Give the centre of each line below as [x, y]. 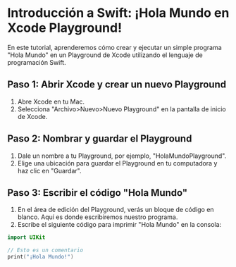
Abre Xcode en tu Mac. [51, 101]
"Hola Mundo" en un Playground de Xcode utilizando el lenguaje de [105, 55]
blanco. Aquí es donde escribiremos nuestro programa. [98, 217]
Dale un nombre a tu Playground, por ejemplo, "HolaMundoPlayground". [122, 156]
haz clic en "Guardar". [49, 170]
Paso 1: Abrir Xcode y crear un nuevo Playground [117, 85]
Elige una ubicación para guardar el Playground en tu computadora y [117, 163]
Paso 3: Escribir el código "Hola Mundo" [98, 193]
